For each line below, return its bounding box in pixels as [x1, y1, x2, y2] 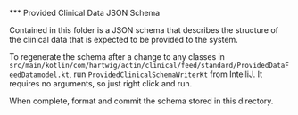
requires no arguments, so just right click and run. [9, 78, 193, 88]
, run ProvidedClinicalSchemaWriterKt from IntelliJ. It [69, 69, 263, 79]
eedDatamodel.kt [9, 70, 70, 79]
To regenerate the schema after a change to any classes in [9, 52, 226, 62]
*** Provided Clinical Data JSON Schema [9, 8, 161, 18]
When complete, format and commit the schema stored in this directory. [9, 95, 274, 106]
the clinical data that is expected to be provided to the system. [9, 35, 238, 45]
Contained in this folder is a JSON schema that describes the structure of [9, 25, 279, 35]
